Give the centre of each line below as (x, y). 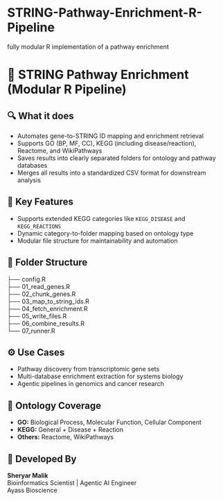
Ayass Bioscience (32, 490)
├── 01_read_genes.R (39, 286)
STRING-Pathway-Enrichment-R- (105, 13)
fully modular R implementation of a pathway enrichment (88, 46)
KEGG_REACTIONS (39, 227)
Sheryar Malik (28, 475)
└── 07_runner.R (31, 331)
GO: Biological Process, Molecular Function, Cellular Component (109, 422)
